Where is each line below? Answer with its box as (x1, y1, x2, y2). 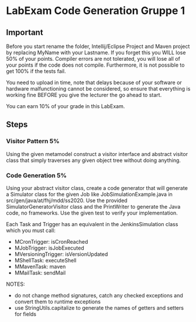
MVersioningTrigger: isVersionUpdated (14, 250, 108, 258)
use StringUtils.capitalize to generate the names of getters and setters (14, 304, 184, 311)
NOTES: (6, 281, 25, 288)
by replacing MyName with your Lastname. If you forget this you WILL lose (6, 49, 186, 56)
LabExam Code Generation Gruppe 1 (6, 4, 185, 18)
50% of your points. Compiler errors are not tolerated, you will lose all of (6, 56, 180, 62)
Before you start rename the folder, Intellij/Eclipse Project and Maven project (6, 43, 190, 50)
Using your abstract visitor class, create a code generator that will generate (6, 184, 188, 191)
